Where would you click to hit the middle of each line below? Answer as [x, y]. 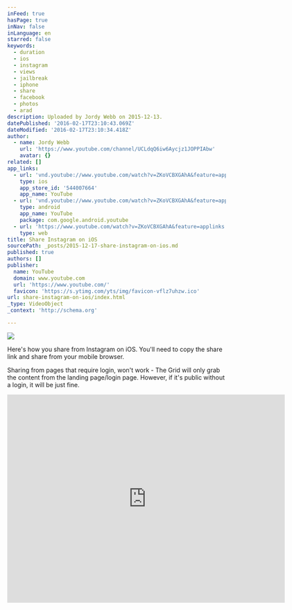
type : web [34, 233]
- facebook [29, 98]
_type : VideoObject [35, 304]
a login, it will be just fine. [43, 384]
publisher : [23, 265]
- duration [29, 53]
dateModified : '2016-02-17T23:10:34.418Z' [69, 130]
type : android [40, 207]
